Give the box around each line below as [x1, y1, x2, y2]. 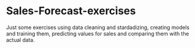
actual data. [6, 36, 35, 43]
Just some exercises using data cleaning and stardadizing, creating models [6, 24, 190, 31]
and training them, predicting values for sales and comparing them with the [6, 30, 189, 37]
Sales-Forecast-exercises [6, 4, 136, 18]
